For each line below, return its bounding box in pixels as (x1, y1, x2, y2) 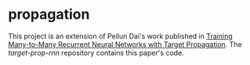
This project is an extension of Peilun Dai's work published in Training (8, 31, 233, 41)
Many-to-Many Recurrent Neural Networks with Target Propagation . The (8, 39, 243, 49)
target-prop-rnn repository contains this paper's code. (8, 48, 184, 57)
